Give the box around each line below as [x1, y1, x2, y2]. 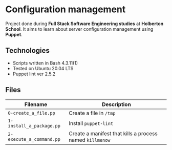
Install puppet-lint [69, 119, 114, 126]
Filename [24, 101, 48, 108]
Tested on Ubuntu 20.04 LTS [12, 65, 74, 71]
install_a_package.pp [8, 123, 60, 128]
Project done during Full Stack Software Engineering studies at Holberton [5, 20, 164, 27]
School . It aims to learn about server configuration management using [5, 26, 154, 32]
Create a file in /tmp [69, 109, 116, 116]
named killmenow [69, 136, 111, 143]
